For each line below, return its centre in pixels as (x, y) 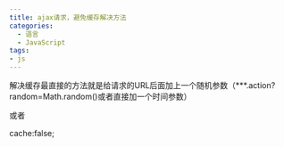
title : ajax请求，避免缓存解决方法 (68, 17)
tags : (19, 51)
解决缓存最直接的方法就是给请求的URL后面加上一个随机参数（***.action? (142, 85)
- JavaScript (42, 42)
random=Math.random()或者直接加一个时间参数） (100, 96)
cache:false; (32, 133)
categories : (31, 26)
